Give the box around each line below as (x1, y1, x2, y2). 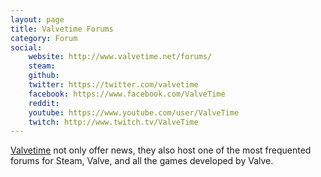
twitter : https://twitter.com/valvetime (28, 80, 199, 90)
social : (10, 42, 43, 53)
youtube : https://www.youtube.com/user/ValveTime (28, 107, 240, 118)
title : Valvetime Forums (10, 24, 114, 34)
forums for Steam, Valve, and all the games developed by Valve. (10, 155, 274, 167)
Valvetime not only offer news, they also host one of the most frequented (10, 144, 312, 156)
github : (28, 71, 60, 81)
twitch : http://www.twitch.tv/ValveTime (28, 117, 199, 127)
